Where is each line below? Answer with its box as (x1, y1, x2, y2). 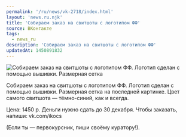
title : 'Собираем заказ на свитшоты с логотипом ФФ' (6, 20, 141, 26)
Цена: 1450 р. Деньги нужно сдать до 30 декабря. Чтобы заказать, (6, 105, 178, 113)
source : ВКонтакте (6, 25, 52, 32)
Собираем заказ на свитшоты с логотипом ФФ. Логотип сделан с (6, 82, 175, 89)
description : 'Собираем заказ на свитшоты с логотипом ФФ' (6, 42, 157, 48)
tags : (6, 31, 20, 37)
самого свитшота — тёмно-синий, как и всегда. (6, 94, 129, 101)
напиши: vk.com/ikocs (6, 112, 62, 119)
